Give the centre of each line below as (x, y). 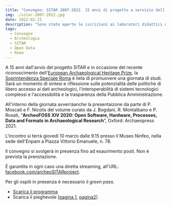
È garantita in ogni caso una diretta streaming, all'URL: (62, 166)
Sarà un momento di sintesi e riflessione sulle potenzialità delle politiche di (83, 83)
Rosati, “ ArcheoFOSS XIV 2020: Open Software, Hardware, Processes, (81, 115)
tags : (11, 29)
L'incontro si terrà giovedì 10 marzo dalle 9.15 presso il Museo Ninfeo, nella (83, 136)
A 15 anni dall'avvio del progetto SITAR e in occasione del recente (74, 67)
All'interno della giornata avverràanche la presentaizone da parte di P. (78, 104)
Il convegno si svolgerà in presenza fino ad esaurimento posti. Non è (77, 151)
